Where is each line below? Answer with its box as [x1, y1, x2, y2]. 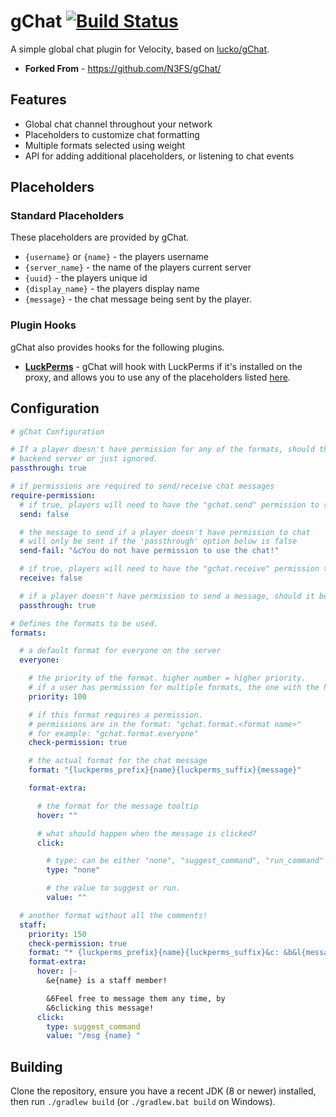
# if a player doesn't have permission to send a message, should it [19, 591, 315, 601]
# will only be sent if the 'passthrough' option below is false [19, 536, 298, 547]
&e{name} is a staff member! [46, 976, 168, 986]
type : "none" [46, 865, 101, 875]
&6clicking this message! [46, 1003, 155, 1013]
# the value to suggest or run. [46, 883, 182, 894]
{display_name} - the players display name [24, 283, 200, 295]
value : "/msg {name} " [46, 1031, 141, 1041]
